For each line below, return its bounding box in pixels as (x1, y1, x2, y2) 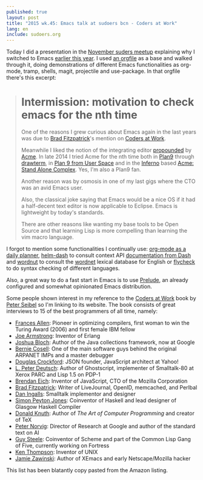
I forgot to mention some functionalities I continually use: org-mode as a (6, 245, 187, 253)
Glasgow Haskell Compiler (15, 403, 81, 411)
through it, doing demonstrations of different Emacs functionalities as (6, 61, 179, 69)
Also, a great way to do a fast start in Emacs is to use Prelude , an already (6, 276, 189, 284)
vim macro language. (21, 233, 74, 241)
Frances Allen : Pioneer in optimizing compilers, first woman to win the (15, 320, 190, 327)
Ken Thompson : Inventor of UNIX (15, 448, 98, 456)
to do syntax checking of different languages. (6, 265, 120, 272)
